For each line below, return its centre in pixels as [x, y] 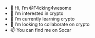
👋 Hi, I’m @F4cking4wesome [41, 8]
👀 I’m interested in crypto [37, 13]
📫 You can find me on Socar [41, 30]
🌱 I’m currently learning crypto [42, 19]
